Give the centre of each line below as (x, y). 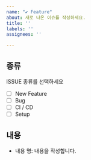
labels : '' (20, 29)
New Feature (31, 93)
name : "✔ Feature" (29, 12)
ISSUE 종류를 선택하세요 (35, 81)
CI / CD (24, 107)
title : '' (19, 23)
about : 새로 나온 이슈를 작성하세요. (46, 18)
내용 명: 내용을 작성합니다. (45, 151)
